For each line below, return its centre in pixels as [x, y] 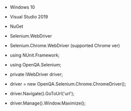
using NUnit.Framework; [35, 55]
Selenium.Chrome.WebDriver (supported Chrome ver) [65, 46]
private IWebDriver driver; [36, 74]
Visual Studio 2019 [29, 17]
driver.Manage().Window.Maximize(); [48, 103]
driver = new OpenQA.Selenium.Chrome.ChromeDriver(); [68, 84]
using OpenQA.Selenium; [35, 65]
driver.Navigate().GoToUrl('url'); [42, 93]
